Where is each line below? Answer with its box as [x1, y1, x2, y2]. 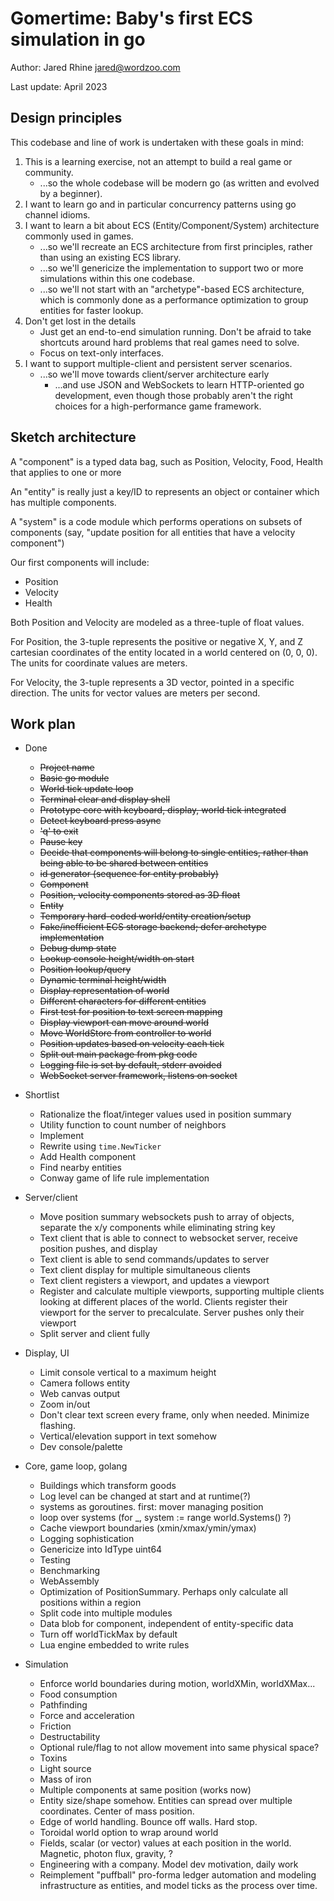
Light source [39, 1763, 92, 1775]
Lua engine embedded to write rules [39, 1639, 190, 1651]
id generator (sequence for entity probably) [39, 868, 219, 880]
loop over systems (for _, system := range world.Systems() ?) [39, 1512, 292, 1524]
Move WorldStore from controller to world [39, 1027, 212, 1039]
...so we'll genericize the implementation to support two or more [39, 262, 304, 274]
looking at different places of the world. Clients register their [39, 1296, 288, 1308]
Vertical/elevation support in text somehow [39, 1430, 217, 1442]
